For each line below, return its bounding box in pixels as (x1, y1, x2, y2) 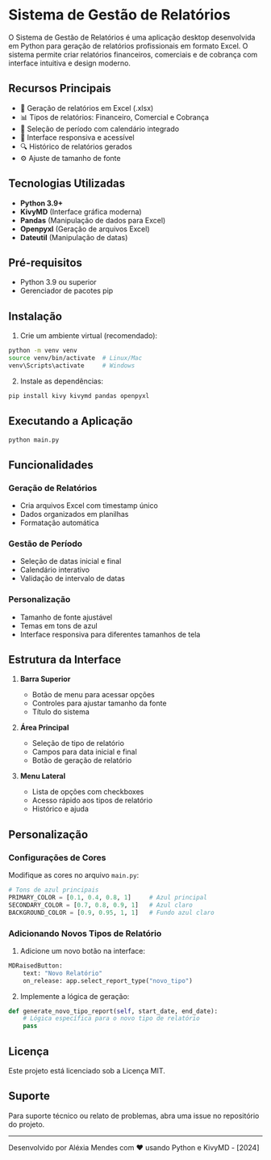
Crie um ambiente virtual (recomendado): (19, 331, 158, 341)
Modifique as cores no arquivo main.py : (8, 870, 140, 880)
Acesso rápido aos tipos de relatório (31, 795, 153, 806)
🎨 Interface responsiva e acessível (19, 132, 135, 142)
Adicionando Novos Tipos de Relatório (8, 928, 162, 939)
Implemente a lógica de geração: (19, 991, 130, 1001)
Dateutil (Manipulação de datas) (19, 232, 128, 242)
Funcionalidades (8, 458, 94, 472)
